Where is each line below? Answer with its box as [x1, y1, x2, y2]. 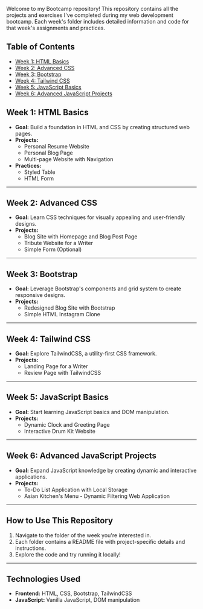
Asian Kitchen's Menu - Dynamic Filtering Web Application [24, 492, 170, 500]
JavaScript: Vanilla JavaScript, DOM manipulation [14, 596, 140, 604]
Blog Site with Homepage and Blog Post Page [24, 233, 138, 240]
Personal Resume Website [24, 142, 89, 150]
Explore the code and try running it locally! [14, 550, 121, 558]
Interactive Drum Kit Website [24, 427, 95, 435]
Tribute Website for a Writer [24, 240, 94, 247]
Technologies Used [6, 573, 80, 584]
